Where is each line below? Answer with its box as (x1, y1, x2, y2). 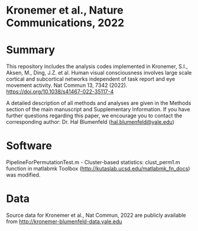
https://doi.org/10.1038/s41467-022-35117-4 (6, 88, 114, 95)
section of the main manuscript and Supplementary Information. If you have (6, 106, 190, 113)
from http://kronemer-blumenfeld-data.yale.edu (6, 218, 122, 225)
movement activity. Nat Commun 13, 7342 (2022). (6, 82, 128, 89)
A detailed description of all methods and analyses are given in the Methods (6, 100, 191, 107)
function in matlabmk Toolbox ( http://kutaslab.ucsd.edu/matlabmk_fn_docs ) (6, 165, 190, 172)
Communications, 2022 (6, 16, 125, 30)
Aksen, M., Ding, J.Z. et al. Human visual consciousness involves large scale (6, 69, 192, 76)
